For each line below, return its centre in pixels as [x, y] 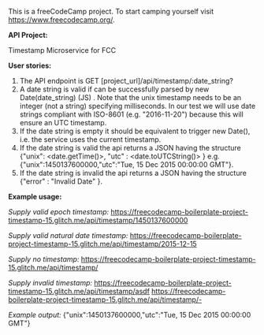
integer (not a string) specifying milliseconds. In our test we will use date [138, 106]
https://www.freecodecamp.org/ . [61, 20]
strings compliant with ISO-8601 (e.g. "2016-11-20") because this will [132, 114]
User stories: [30, 65]
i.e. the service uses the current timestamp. [90, 140]
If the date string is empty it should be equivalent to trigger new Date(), [135, 131]
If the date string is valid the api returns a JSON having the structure [130, 148]
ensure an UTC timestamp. [63, 123]
